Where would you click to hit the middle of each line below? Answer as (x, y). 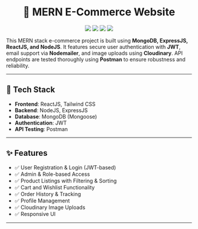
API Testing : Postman (41, 129)
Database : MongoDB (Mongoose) (56, 116)
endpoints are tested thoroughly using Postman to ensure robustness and (96, 59)
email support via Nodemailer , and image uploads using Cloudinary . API (95, 53)
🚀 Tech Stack (31, 90)
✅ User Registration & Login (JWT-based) (65, 167)
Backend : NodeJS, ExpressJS (51, 110)
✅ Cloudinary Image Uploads (50, 207)
